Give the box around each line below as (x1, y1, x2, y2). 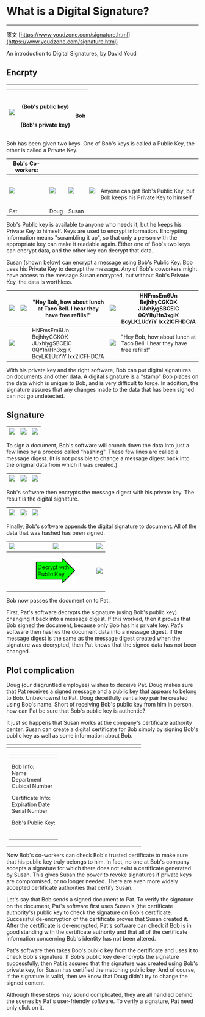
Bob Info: (12, 763, 35, 770)
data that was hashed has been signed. (6, 529, 106, 537)
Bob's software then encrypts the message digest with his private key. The (6, 489, 195, 496)
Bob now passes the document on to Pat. (6, 597, 110, 604)
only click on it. (6, 1004, 45, 1011)
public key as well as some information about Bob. (6, 732, 133, 740)
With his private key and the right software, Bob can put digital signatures (6, 366, 191, 373)
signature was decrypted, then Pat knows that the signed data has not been (6, 641, 197, 648)
